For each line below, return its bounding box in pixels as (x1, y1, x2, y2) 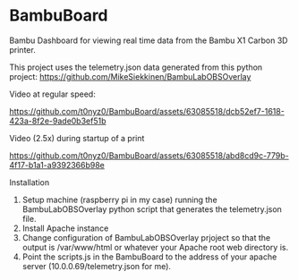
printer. (9, 44, 36, 55)
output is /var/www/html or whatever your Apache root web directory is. (21, 242, 289, 252)
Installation (9, 176, 50, 188)
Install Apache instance (21, 223, 109, 233)
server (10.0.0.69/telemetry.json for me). (21, 260, 172, 271)
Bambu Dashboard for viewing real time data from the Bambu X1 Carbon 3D (9, 35, 288, 46)
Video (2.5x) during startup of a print (9, 132, 145, 143)
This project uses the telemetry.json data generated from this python (9, 62, 263, 72)
